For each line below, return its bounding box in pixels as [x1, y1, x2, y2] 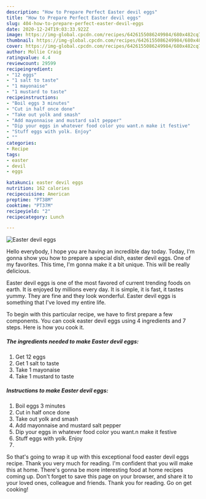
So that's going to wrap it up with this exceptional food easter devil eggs [6, 453, 189, 460]
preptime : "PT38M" [6, 197, 53, 203]
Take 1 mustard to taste [15, 373, 75, 380]
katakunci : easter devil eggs [6, 180, 84, 186]
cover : [6, 44, 23, 50]
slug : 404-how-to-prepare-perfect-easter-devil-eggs [6, 20, 144, 26]
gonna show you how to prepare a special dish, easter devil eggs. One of [6, 254, 191, 262]
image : [6, 32, 23, 38]
